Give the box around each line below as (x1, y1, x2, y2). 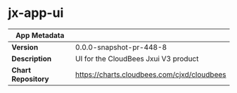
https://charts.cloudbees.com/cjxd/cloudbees (75, 69, 226, 79)
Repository (11, 74, 49, 84)
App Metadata (15, 30, 65, 40)
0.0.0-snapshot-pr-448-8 (75, 42, 167, 52)
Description (11, 54, 52, 63)
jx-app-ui (8, 5, 64, 21)
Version (11, 42, 39, 52)
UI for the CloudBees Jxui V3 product (75, 54, 199, 63)
